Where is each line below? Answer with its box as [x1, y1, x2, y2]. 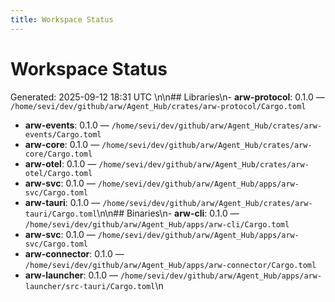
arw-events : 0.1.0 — [24, 119, 110, 131]
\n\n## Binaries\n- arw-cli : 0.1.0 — [96, 207, 240, 219]
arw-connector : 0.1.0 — [24, 247, 125, 260]
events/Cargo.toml [24, 129, 102, 140]
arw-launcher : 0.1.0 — [24, 269, 118, 281]
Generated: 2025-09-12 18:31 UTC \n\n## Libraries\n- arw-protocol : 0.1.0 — [10, 91, 325, 103]
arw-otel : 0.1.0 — [24, 157, 97, 170]
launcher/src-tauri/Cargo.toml [24, 281, 156, 291]
